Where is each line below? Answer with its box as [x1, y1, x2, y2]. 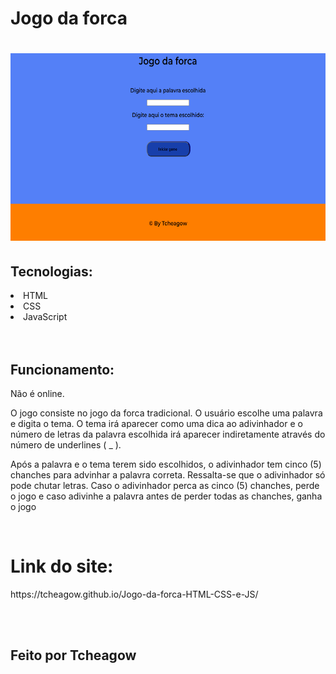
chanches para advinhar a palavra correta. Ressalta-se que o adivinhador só [10, 469, 326, 481]
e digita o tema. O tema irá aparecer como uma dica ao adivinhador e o [10, 418, 303, 429]
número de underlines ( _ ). [10, 439, 122, 451]
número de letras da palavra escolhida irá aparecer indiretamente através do [10, 428, 326, 440]
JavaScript [23, 311, 68, 323]
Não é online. [10, 388, 65, 399]
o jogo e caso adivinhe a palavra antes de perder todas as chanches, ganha [10, 490, 323, 502]
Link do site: [10, 555, 114, 578]
